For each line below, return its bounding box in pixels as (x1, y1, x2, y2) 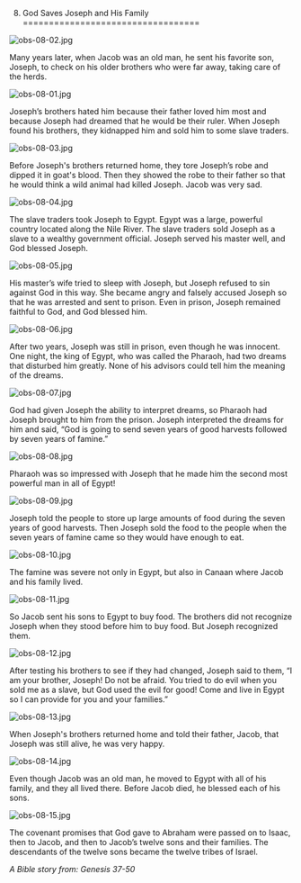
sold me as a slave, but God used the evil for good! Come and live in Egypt (9, 684, 285, 695)
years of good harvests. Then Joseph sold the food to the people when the (9, 522, 288, 533)
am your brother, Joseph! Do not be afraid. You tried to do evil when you (9, 675, 277, 685)
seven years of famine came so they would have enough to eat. (9, 532, 244, 543)
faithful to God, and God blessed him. (9, 306, 148, 317)
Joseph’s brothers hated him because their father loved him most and (9, 106, 267, 116)
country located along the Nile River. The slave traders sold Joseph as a (9, 224, 276, 234)
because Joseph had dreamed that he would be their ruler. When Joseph (9, 116, 280, 126)
